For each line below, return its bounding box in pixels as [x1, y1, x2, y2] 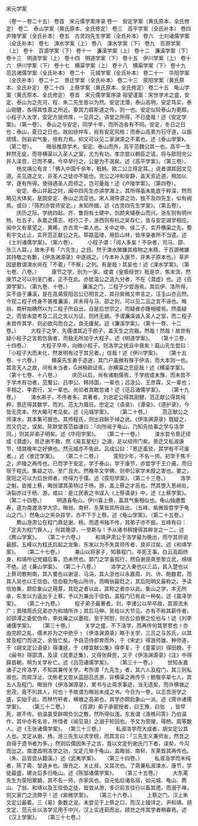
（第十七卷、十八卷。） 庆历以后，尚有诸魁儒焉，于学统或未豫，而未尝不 [6, 371, 191, 379]
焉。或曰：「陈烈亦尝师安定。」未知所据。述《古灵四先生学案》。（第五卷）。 [6, 202, 184, 209]
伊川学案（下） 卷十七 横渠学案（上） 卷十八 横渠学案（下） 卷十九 [16, 62, 186, 69]
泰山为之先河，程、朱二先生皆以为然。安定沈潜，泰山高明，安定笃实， [16, 99, 187, 106]
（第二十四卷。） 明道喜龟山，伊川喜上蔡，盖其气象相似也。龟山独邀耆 [6, 497, 186, 504]
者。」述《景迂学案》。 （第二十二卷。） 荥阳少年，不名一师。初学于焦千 [6, 453, 191, 459]
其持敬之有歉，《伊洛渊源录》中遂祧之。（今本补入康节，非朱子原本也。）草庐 [6, 254, 190, 261]
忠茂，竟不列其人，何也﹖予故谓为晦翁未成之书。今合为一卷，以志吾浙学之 [6, 689, 187, 695]
